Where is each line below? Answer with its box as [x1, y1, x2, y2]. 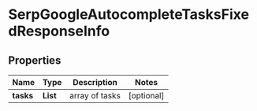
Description [72, 77, 118, 87]
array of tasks [69, 91, 121, 101]
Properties [8, 54, 61, 67]
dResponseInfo [8, 22, 110, 40]
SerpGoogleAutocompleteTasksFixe [8, 6, 250, 24]
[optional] [128, 91, 165, 101]
